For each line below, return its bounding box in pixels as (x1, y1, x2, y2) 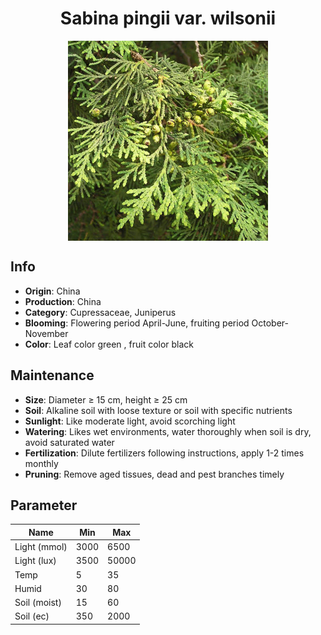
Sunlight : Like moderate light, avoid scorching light (24, 415, 236, 427)
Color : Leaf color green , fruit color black (24, 338, 195, 350)
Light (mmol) (14, 541, 68, 553)
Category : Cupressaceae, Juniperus (24, 306, 177, 318)
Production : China (24, 295, 102, 307)
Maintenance (10, 367, 95, 384)
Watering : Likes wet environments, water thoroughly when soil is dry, (24, 425, 312, 437)
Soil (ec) (14, 610, 50, 622)
